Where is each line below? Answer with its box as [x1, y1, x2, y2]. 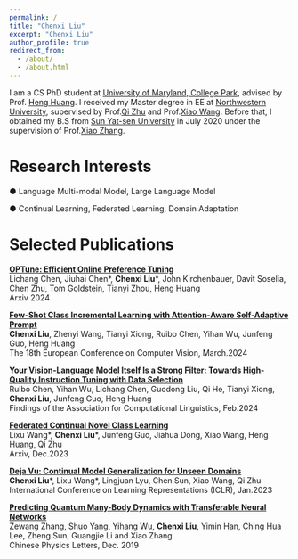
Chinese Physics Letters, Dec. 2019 [9, 539, 140, 550]
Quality [9, 374, 37, 384]
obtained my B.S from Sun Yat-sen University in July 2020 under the [9, 115, 261, 126]
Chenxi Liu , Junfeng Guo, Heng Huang [9, 393, 152, 404]
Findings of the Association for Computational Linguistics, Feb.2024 [9, 402, 259, 413]
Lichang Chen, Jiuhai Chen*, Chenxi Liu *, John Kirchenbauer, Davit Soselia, [9, 273, 286, 284]
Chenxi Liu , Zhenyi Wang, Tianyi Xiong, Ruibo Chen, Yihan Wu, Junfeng [9, 328, 273, 339]
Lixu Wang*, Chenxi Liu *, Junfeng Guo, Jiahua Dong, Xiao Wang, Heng [9, 429, 269, 440]
